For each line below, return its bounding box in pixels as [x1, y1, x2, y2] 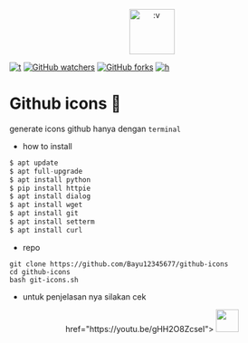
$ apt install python [9, 175, 91, 185]
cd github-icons [9, 267, 71, 276]
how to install [22, 140, 72, 151]
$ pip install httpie [9, 184, 91, 193]
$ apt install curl [9, 225, 83, 234]
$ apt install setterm [9, 217, 95, 226]
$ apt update [9, 158, 59, 167]
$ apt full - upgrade [9, 167, 83, 176]
